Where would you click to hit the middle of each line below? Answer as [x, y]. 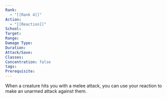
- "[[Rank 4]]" [26, 15]
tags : [11, 67]
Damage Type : [19, 43]
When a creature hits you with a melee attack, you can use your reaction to [84, 86]
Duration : [16, 48]
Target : [13, 34]
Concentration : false [28, 62]
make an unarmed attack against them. [46, 91]
